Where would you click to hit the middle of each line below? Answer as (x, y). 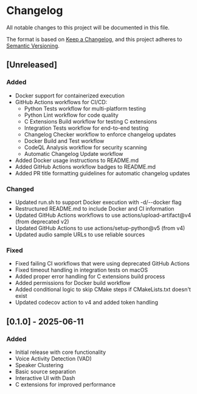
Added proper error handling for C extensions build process (90, 276)
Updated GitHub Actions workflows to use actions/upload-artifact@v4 (103, 215)
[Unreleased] (32, 65)
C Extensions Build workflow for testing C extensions (91, 121)
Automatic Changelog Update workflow (74, 153)
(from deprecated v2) (42, 221)
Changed (20, 189)
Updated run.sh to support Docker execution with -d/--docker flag (98, 202)
